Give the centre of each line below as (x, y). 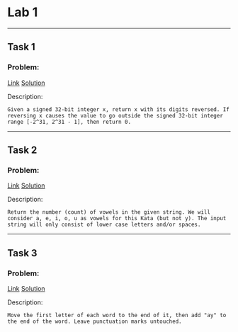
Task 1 (21, 47)
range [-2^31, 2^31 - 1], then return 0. (69, 122)
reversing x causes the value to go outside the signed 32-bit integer (115, 115)
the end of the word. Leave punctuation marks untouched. (95, 321)
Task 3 (22, 253)
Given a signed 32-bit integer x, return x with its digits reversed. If (119, 109)
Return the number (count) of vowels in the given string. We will (109, 212)
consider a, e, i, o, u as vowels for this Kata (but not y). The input (117, 219)
